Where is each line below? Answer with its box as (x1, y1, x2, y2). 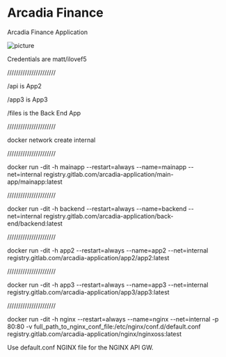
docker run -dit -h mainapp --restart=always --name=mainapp (7, 162, 187, 171)
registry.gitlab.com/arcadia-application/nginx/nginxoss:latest (7, 329, 182, 338)
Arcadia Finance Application (7, 28, 88, 36)
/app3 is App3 (7, 95, 48, 104)
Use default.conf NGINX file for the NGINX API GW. (7, 343, 154, 351)
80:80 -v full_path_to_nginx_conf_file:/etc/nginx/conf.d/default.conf (7, 322, 202, 331)
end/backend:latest (7, 219, 63, 228)
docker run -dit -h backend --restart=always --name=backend (7, 204, 187, 213)
